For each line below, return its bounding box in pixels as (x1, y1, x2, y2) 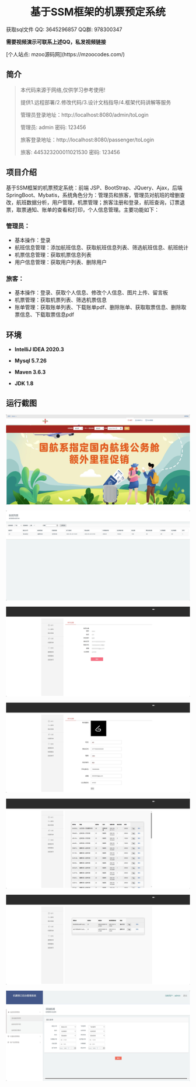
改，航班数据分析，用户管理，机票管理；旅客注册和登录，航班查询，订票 (6, 199, 180, 206)
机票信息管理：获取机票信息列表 (14, 251, 92, 258)
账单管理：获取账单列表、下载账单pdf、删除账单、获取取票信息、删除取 (14, 304, 187, 311)
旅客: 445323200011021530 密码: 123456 (20, 148, 121, 155)
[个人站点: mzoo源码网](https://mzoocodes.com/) (6, 50, 125, 57)
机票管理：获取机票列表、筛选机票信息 (14, 297, 107, 304)
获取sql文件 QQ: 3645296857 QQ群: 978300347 (6, 26, 123, 33)
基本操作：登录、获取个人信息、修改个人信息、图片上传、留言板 (14, 289, 168, 296)
